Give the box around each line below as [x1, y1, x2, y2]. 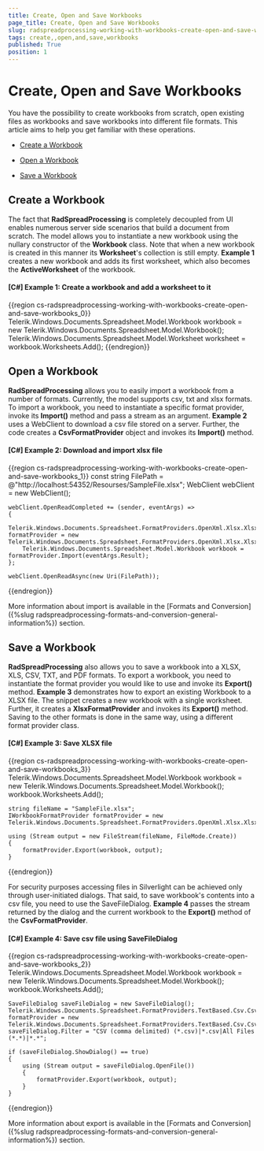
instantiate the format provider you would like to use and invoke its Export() [8, 678, 253, 688]
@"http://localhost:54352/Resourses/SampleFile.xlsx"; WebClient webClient [8, 480, 255, 489]
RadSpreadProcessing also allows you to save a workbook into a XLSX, [8, 662, 241, 671]
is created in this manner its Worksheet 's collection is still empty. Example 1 [8, 247, 255, 257]
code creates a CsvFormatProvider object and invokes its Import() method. [8, 427, 254, 437]
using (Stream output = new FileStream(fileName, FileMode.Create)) [8, 832, 237, 840]
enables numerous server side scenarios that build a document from [8, 222, 229, 232]
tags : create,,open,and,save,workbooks [8, 33, 139, 42]
